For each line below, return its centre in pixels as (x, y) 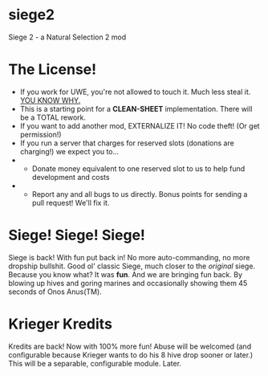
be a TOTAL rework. (53, 117)
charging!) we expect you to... (69, 151)
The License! (53, 69)
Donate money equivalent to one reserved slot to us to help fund (138, 168)
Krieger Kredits (60, 324)
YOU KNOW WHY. (50, 100)
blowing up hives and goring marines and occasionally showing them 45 (128, 283)
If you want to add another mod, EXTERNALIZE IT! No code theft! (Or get (140, 125)
